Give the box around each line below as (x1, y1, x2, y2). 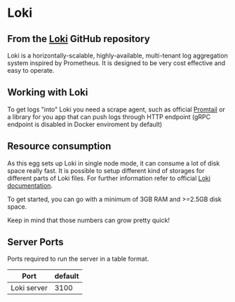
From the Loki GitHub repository (7, 33, 151, 45)
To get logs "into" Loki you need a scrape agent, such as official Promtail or (7, 105, 226, 114)
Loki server (11, 283, 48, 293)
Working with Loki (7, 86, 88, 99)
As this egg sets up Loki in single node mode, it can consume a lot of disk (7, 159, 220, 167)
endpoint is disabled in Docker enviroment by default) (7, 120, 163, 128)
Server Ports (7, 236, 64, 248)
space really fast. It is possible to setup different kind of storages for (7, 166, 205, 174)
